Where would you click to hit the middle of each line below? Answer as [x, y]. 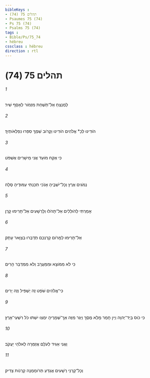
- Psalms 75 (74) [23, 28]
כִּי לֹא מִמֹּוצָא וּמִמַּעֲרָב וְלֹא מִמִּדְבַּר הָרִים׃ [40, 264]
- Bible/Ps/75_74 [23, 38]
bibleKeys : [17, 10]
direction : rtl [22, 51]
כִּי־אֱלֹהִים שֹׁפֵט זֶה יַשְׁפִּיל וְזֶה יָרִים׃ [34, 291]
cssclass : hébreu [24, 46]
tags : [12, 33]
